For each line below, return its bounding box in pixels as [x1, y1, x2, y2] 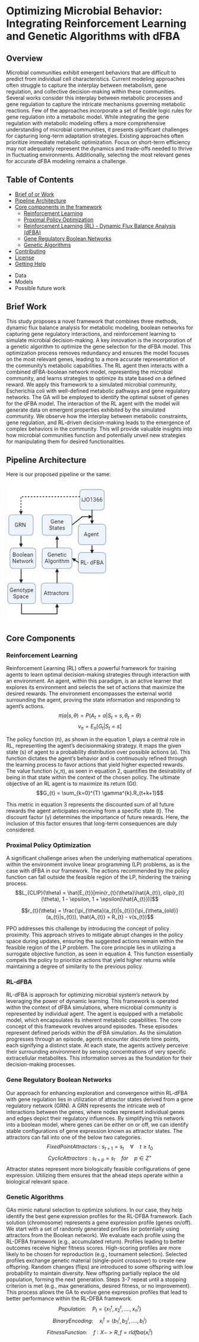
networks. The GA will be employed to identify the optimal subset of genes [6, 393, 189, 400]
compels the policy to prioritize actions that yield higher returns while [6, 957, 176, 964]
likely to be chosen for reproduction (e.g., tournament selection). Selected [6, 1251, 187, 1258]
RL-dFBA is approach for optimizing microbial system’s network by [6, 991, 169, 998]
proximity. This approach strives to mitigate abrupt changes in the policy [6, 931, 183, 939]
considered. [6, 826, 36, 833]
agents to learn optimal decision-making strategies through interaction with [6, 671, 191, 678]
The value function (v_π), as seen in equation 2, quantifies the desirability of [6, 767, 192, 774]
